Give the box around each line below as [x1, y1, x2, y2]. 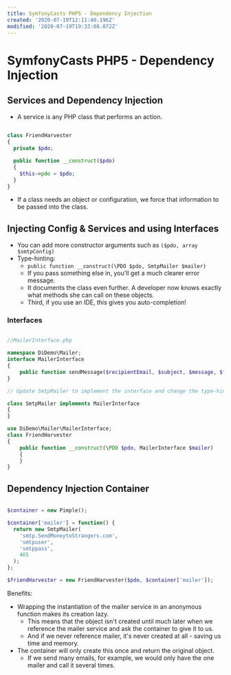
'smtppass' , [19, 545, 54, 552]
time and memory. [27, 638, 79, 647]
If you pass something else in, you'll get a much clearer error [27, 269, 200, 278]
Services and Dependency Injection [7, 94, 164, 106]
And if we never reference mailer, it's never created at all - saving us [27, 632, 221, 640]
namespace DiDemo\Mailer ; [7, 349, 81, 357]
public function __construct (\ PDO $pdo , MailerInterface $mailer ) [19, 444, 214, 451]
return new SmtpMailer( [13, 526, 81, 532]
